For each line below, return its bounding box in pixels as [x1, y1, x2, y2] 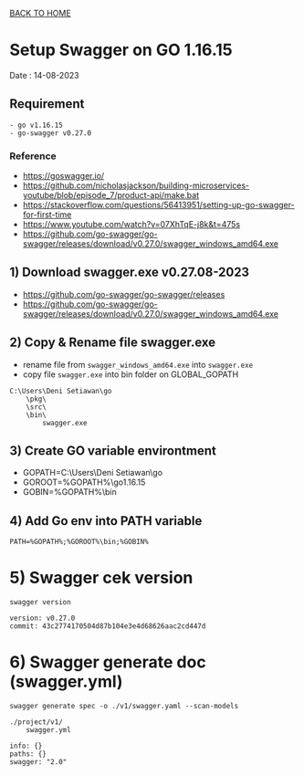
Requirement [9, 96, 85, 112]
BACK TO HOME [9, 8, 71, 18]
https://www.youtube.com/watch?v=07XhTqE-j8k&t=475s [22, 219, 240, 230]
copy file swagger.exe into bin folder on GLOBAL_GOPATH [22, 369, 239, 380]
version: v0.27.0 [9, 613, 76, 624]
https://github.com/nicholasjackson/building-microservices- [22, 180, 250, 191]
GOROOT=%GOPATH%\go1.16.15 [22, 477, 146, 488]
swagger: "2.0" [9, 758, 68, 767]
